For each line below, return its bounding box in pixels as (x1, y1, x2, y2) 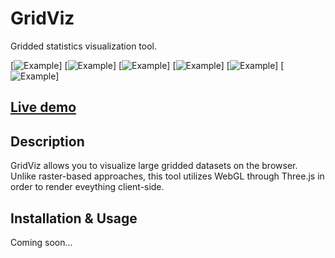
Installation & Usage (10, 210, 138, 227)
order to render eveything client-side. (10, 181, 165, 193)
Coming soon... (10, 236, 73, 248)
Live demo (10, 99, 77, 116)
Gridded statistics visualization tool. (10, 40, 158, 52)
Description (10, 133, 85, 150)
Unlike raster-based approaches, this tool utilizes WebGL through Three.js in (10, 170, 325, 182)
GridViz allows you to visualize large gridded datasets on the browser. (10, 160, 298, 172)
